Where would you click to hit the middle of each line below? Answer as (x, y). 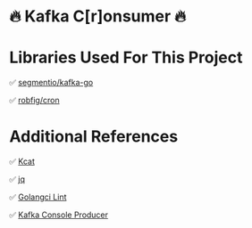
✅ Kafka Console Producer (59, 215)
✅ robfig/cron (34, 101)
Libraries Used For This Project (126, 57)
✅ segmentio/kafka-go (51, 83)
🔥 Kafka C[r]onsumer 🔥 (98, 16)
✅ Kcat (22, 161)
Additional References (94, 137)
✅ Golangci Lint (38, 197)
